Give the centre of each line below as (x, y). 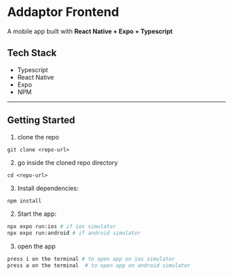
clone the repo (38, 137)
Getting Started (41, 120)
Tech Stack (32, 53)
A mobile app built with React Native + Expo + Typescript (90, 31)
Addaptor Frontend (63, 12)
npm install (24, 201)
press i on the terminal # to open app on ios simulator (91, 259)
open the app (36, 246)
